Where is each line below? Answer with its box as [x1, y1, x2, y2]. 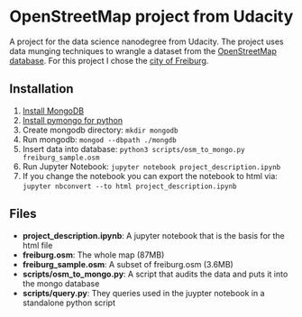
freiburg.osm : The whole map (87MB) [22, 249, 165, 260]
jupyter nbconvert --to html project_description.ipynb [22, 182, 237, 191]
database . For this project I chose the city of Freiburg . [9, 55, 209, 66]
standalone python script [22, 297, 115, 308]
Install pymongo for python [22, 114, 124, 125]
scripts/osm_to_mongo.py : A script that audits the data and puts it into [22, 268, 288, 279]
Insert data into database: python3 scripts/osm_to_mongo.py [22, 143, 245, 154]
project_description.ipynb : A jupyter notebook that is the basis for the [22, 230, 286, 240]
